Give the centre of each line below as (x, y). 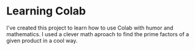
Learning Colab (46, 11)
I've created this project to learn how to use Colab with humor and (90, 28)
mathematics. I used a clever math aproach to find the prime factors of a (98, 34)
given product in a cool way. (42, 40)
